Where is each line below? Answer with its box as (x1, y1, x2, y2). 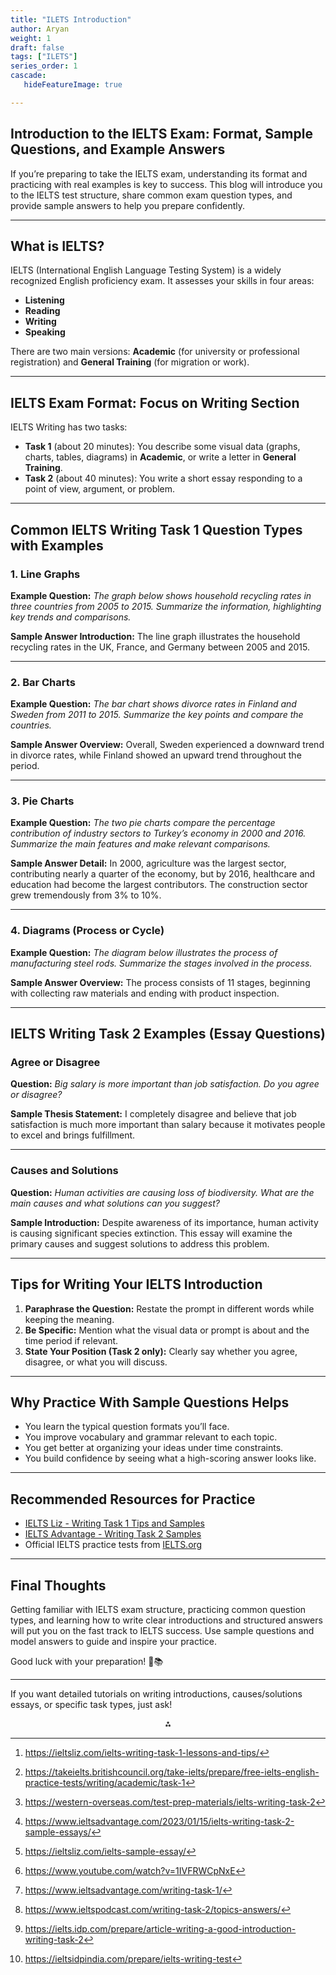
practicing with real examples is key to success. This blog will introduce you (10, 178, 323, 190)
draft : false (10, 42, 65, 53)
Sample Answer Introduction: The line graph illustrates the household (10, 630, 301, 642)
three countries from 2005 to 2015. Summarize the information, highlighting (10, 600, 322, 612)
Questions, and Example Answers (10, 141, 226, 158)
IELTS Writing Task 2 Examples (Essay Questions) (10, 1026, 326, 1043)
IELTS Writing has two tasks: (10, 421, 128, 433)
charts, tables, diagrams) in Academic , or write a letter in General (24, 451, 297, 463)
